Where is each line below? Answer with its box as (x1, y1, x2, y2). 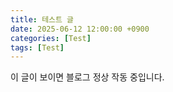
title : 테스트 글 (10, 14, 75, 25)
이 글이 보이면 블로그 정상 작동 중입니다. (10, 71, 165, 83)
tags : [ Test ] (10, 42, 65, 53)
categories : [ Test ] (10, 33, 92, 43)
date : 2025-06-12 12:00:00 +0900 (10, 24, 150, 34)
